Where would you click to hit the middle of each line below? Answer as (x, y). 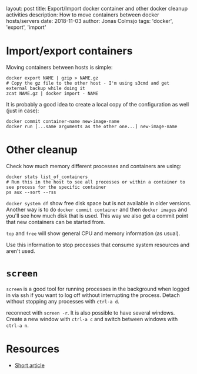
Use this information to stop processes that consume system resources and (98, 245)
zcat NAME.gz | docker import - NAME (52, 93)
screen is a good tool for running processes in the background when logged (98, 289)
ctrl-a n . (18, 325)
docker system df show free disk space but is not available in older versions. (99, 203)
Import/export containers (69, 51)
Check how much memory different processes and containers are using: (94, 166)
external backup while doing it (46, 88)
